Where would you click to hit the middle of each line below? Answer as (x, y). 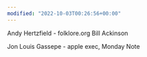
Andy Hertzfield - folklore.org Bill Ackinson (68, 33)
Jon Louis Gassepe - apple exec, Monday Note (73, 46)
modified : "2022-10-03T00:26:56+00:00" (64, 13)
